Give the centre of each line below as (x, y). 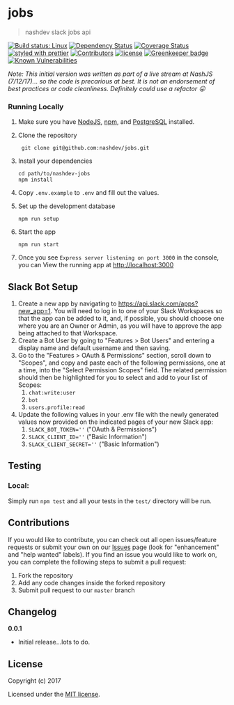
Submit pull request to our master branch (76, 590)
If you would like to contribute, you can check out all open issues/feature (112, 539)
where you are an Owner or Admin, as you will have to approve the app (120, 326)
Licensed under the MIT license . (54, 695)
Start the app (37, 232)
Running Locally (36, 106)
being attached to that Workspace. (68, 333)
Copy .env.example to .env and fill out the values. (88, 193)
